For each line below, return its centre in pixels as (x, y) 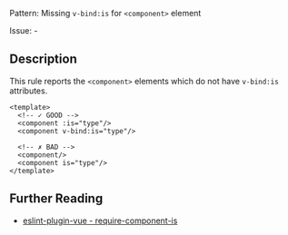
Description (43, 59)
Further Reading (56, 199)
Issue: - (24, 30)
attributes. (29, 91)
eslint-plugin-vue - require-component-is (100, 220)
